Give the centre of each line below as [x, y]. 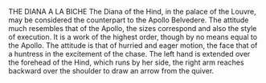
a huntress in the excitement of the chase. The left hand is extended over [129, 54]
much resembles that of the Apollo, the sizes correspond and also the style [133, 28]
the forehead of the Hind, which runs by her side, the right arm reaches [126, 62]
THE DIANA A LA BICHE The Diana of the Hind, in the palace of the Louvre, [133, 12]
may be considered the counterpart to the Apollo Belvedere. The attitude [129, 20]
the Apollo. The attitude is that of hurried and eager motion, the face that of [133, 45]
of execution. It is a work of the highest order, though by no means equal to [133, 37]
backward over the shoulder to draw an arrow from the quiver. [111, 71]
